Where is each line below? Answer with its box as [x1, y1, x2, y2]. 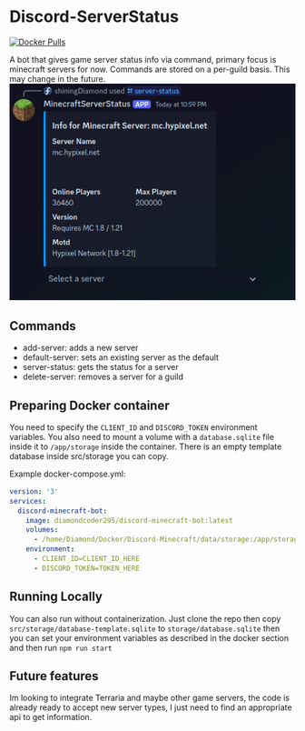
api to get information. [9, 712, 93, 723]
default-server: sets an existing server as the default [22, 352, 220, 363]
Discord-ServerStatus [9, 6, 180, 27]
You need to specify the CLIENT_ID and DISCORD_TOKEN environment [9, 421, 258, 433]
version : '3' [9, 486, 59, 496]
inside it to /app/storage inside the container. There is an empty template [9, 441, 282, 452]
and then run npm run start [9, 642, 113, 653]
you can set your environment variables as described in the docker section [9, 632, 289, 643]
